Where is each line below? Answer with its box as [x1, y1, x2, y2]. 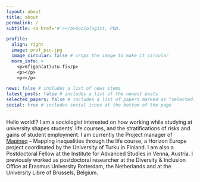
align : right [11, 42, 44, 48]
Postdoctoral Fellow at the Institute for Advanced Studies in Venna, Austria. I [6, 150, 193, 157]
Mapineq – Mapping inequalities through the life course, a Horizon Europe [6, 137, 187, 145]
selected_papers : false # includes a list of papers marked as [6, 96, 167, 103]
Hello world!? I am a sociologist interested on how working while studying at [6, 118, 192, 125]
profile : [6, 36, 28, 42]
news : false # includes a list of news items [6, 86, 121, 92]
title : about [6, 14, 39, 20]
